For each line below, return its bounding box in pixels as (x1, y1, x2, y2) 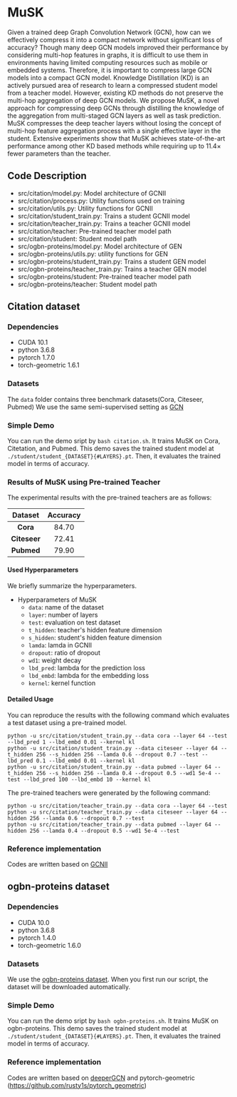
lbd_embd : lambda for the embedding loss (28, 671, 149, 679)
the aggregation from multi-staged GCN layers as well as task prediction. (7, 111, 221, 120)
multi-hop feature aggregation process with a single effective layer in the (7, 126, 221, 135)
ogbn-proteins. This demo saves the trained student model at (7, 1024, 187, 1033)
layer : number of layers (28, 610, 98, 619)
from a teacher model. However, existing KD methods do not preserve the (7, 89, 224, 97)
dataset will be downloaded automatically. (7, 983, 130, 991)
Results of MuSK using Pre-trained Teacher (7, 477, 161, 487)
